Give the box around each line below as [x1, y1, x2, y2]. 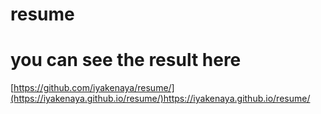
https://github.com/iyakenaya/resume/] [13, 82, 175, 94]
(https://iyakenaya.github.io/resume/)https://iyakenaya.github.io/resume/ [10, 93, 311, 105]
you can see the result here [10, 49, 242, 72]
